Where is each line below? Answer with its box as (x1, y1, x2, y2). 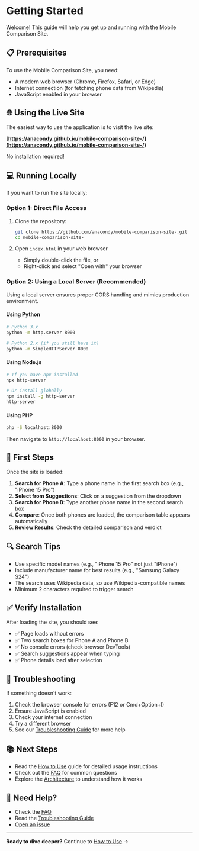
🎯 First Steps (6, 453, 54, 463)
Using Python (6, 311, 40, 318)
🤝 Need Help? (6, 792, 57, 802)
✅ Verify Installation (6, 602, 82, 613)
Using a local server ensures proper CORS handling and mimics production (6, 291, 190, 298)
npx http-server (6, 377, 46, 383)
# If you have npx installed (6, 372, 78, 378)
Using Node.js (6, 359, 42, 366)
